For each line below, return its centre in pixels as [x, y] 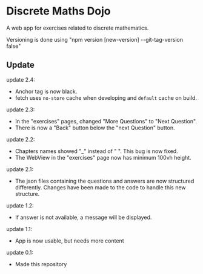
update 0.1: [20, 252]
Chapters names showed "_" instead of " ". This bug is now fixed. [96, 151]
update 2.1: [20, 169]
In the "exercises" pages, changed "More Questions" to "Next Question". [106, 121]
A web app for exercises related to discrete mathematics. [78, 28]
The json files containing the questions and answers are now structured [105, 181]
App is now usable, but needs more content [69, 241]
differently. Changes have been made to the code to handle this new [100, 187]
